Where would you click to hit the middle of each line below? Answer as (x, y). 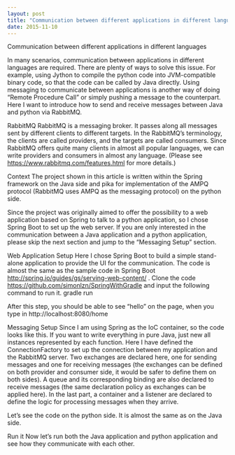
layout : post (26, 14)
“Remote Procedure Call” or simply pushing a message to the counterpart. (114, 97)
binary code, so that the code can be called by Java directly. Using (104, 83)
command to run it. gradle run (50, 293)
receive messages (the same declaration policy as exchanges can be (107, 387)
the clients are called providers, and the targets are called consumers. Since (117, 141)
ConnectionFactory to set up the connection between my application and (113, 350)
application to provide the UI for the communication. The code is (117, 263)
